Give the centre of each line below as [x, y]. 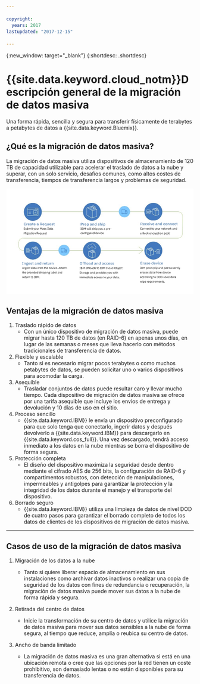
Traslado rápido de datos [46, 325]
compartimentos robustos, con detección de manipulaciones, [99, 477]
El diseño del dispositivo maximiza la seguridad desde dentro [99, 465]
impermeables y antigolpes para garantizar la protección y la [98, 484]
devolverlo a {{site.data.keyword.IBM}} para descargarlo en [97, 433]
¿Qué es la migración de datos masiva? [80, 147]
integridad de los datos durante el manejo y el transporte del [98, 490]
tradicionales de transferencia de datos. [73, 351]
